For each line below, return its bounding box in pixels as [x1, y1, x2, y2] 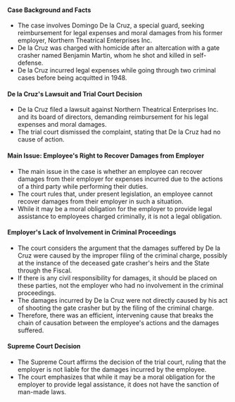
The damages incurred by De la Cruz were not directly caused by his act [17, 296, 228, 304]
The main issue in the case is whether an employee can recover [17, 167, 203, 175]
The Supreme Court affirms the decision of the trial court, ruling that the [17, 358, 227, 366]
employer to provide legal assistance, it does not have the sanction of [17, 380, 220, 389]
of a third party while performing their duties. [17, 182, 148, 190]
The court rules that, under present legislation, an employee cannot [17, 189, 213, 198]
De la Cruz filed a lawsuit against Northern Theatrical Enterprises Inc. [17, 106, 219, 114]
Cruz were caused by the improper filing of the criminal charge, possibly [17, 251, 228, 260]
